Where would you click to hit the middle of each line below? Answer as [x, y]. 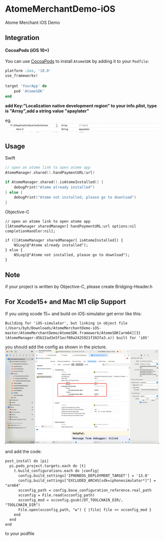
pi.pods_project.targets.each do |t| [48, 466]
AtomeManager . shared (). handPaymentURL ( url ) [50, 172]
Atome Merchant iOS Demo [32, 22]
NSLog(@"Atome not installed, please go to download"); [72, 255]
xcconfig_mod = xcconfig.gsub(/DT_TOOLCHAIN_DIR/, [71, 500]
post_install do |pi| [27, 461]
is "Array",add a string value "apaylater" [47, 111]
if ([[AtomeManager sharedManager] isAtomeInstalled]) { [64, 240]
